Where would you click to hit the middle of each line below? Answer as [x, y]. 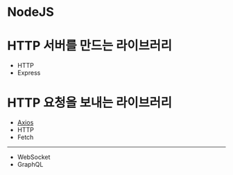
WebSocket [34, 157]
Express [29, 73]
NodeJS [31, 12]
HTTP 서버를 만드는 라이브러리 [89, 46]
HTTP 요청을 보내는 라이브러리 [89, 103]
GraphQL [30, 165]
